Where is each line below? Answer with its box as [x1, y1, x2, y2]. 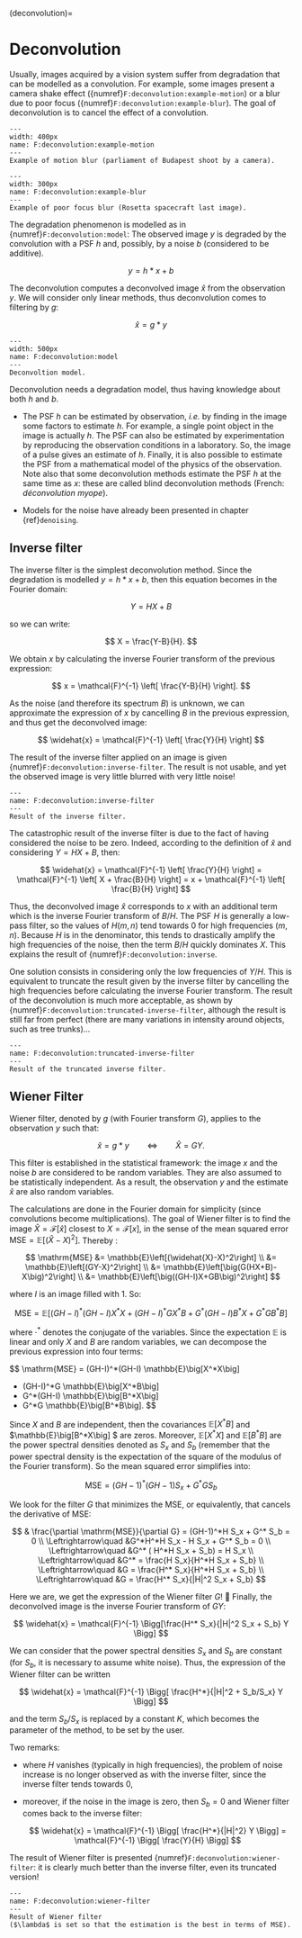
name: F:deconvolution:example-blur [9, 187, 147, 196]
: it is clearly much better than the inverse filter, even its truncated [32, 1862, 277, 1873]
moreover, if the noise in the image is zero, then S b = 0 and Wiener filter [22, 1796, 289, 1809]
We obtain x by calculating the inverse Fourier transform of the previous [9, 653, 276, 664]
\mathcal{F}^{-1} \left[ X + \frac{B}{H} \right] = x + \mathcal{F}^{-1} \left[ [16, 873, 286, 885]
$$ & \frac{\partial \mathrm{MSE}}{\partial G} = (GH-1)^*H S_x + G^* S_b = [12, 1526, 290, 1537]
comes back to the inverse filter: [22, 1808, 142, 1819]
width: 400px [9, 132, 58, 141]
